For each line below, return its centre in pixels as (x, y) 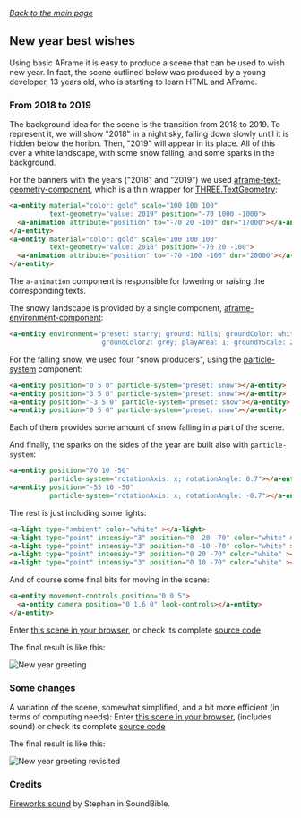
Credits (26, 785)
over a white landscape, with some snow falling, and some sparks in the (142, 153)
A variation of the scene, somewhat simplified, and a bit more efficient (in (144, 708)
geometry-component (50, 189)
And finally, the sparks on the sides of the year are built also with (129, 445)
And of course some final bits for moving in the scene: (109, 580)
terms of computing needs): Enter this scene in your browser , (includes (140, 717)
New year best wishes (73, 41)
